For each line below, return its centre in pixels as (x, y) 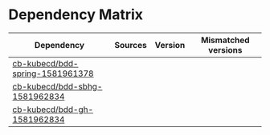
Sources (131, 45)
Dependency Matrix (76, 15)
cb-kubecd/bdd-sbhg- (57, 86)
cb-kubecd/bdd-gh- (53, 109)
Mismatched (225, 40)
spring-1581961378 (53, 73)
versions (225, 50)
